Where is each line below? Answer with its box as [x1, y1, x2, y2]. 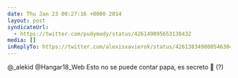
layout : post [7, 17, 46, 24]
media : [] [7, 37, 37, 44]
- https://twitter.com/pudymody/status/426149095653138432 [13, 30, 192, 38]
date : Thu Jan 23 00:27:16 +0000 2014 [7, 10, 122, 18]
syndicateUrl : [7, 23, 50, 30]
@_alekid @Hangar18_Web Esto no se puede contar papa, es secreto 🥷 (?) [7, 63, 224, 71]
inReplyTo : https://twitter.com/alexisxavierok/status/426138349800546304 [7, 43, 233, 50]
